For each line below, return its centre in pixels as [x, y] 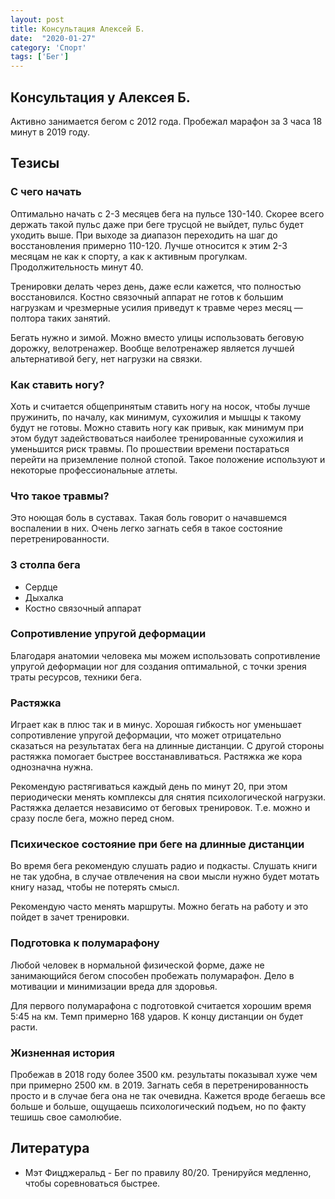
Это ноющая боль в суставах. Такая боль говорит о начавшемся [148, 518]
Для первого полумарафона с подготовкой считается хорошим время [161, 1005]
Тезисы [35, 163]
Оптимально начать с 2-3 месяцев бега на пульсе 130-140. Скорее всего [167, 213]
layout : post [37, 19]
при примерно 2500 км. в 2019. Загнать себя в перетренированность [159, 1085]
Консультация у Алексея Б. [100, 97]
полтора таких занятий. [60, 318]
